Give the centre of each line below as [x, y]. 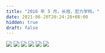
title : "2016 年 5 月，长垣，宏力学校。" [53, 11]
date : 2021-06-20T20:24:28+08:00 [47, 17]
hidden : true [22, 22]
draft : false [22, 28]
